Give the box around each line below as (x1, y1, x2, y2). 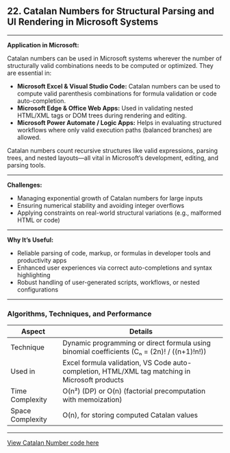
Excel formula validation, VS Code (62, 358, 172, 368)
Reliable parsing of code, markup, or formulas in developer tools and (16, 248, 211, 257)
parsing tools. (7, 161, 46, 169)
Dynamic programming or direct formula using (62, 338, 211, 348)
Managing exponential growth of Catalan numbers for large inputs (16, 194, 203, 202)
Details (129, 327, 153, 336)
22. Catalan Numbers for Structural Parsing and (7, 5, 214, 17)
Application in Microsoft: (7, 40, 79, 49)
